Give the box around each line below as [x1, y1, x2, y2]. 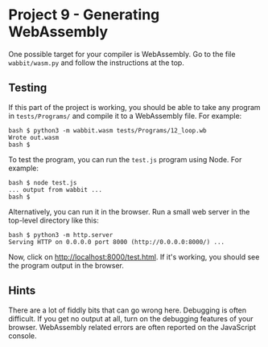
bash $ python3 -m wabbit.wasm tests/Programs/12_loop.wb [8, 126, 207, 134]
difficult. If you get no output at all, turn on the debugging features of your [8, 313, 254, 323]
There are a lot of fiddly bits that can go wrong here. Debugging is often [8, 305, 247, 315]
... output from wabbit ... [8, 186, 103, 194]
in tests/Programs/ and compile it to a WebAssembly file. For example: [8, 111, 242, 120]
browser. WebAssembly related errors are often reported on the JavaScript [8, 322, 256, 332]
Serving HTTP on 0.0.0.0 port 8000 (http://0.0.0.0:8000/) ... [8, 238, 225, 246]
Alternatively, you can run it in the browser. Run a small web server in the [8, 206, 250, 216]
